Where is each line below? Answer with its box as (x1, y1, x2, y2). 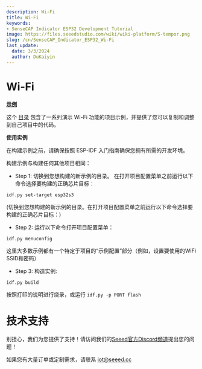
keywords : (6, 20, 31, 26)
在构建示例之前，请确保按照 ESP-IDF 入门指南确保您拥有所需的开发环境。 (6, 146, 189, 154)
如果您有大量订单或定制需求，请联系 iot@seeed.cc (6, 356, 132, 363)
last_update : (6, 43, 39, 49)
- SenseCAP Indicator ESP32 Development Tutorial (6, 25, 134, 32)
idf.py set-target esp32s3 (6, 191, 74, 198)
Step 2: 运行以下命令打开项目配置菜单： (14, 223, 114, 231)
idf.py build (6, 279, 39, 286)
